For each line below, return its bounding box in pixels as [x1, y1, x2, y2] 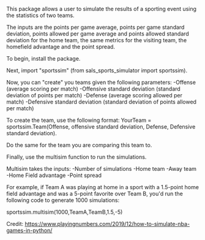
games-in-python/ [6, 227, 53, 234]
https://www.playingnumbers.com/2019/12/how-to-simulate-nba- [24, 220, 190, 227]
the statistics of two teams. [6, 12, 75, 19]
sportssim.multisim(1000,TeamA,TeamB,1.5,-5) [6, 208, 123, 216]
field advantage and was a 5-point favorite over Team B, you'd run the [6, 190, 184, 197]
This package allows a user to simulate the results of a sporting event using [6, 6, 197, 12]
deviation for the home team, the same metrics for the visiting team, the [6, 37, 187, 43]
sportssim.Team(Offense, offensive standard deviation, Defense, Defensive [6, 123, 196, 130]
